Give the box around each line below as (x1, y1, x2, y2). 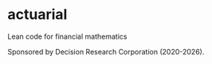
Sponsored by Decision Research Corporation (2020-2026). (7, 47, 205, 56)
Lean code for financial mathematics (7, 32, 128, 41)
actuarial (7, 6, 68, 24)
